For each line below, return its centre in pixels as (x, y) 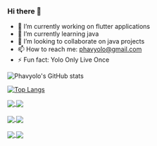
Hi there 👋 (25, 11)
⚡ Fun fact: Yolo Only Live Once (63, 60)
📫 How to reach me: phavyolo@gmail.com (80, 49)
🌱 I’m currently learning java (58, 34)
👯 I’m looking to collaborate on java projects (81, 41)
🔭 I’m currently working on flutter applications (83, 27)
